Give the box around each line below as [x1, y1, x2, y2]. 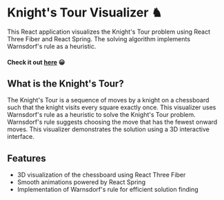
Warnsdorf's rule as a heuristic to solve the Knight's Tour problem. [7, 111, 196, 119]
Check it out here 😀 [7, 58, 65, 66]
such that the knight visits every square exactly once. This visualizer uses [7, 103, 216, 111]
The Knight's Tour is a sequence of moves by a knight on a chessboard [7, 96, 210, 104]
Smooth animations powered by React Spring [17, 178, 146, 186]
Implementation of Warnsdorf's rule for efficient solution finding [17, 186, 198, 194]
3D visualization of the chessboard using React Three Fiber [17, 170, 186, 179]
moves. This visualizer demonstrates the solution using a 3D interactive [7, 125, 210, 133]
